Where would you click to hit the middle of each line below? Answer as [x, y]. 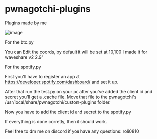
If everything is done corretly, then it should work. [56, 121]
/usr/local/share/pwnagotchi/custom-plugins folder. [58, 102]
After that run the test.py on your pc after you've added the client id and [79, 91]
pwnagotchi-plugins [48, 9]
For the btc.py [19, 42]
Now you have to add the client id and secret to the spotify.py [68, 112]
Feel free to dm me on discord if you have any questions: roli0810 [72, 131]
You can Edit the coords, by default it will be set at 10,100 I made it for [76, 52]
